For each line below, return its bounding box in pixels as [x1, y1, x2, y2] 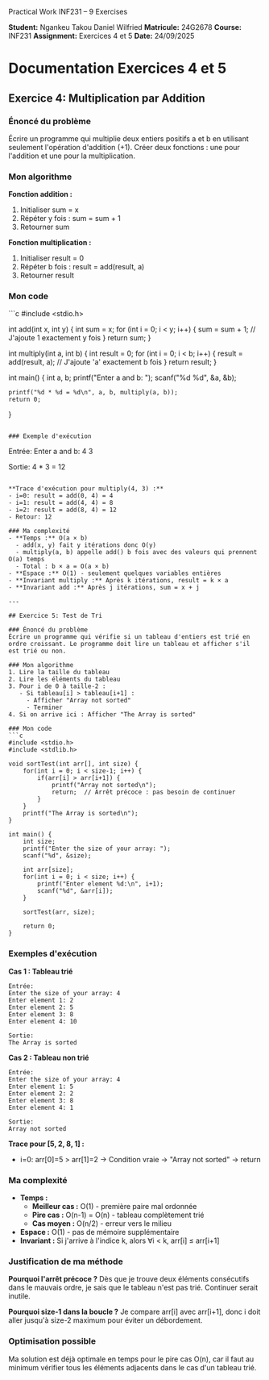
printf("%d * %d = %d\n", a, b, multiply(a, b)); [8, 389, 179, 397]
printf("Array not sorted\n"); [51, 782, 157, 790]
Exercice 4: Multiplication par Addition [8, 91, 205, 105]
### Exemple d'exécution [8, 432, 92, 440]
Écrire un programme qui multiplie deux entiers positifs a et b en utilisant [8, 133, 250, 144]
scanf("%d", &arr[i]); [37, 887, 114, 895]
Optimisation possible [8, 1336, 97, 1347]
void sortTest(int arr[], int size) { [8, 760, 139, 769]
